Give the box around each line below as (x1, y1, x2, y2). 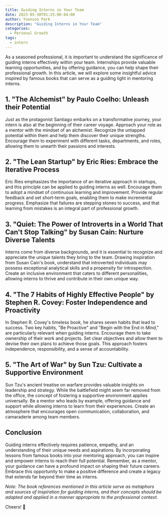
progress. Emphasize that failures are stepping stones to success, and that (5, 200, 159, 206)
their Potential (5, 103, 51, 112)
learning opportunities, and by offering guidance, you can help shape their (5, 64, 159, 70)
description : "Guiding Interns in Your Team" (5, 21, 102, 27)
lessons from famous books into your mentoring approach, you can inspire (5, 452, 159, 458)
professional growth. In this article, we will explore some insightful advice (5, 70, 156, 76)
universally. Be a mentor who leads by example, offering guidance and (5, 397, 150, 403)
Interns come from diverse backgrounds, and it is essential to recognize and (5, 249, 162, 255)
